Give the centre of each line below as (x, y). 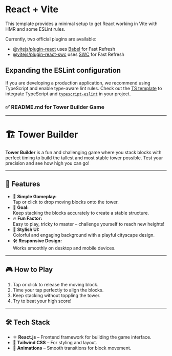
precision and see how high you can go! (47, 163)
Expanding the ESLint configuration (63, 70)
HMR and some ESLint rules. (35, 29)
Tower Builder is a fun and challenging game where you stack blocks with (83, 152)
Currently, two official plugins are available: (51, 39)
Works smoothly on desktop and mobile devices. (64, 248)
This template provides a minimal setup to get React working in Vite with (81, 24)
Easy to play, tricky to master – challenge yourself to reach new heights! (89, 224)
